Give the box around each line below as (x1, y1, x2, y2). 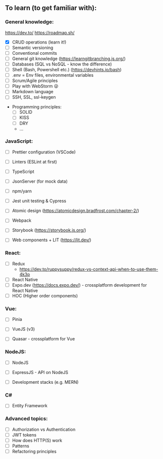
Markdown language (12, 89, 54, 95)
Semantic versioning (12, 44, 54, 50)
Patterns (12, 443, 29, 449)
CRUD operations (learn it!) (12, 39, 67, 45)
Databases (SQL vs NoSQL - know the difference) (12, 61, 112, 67)
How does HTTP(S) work (12, 437, 62, 443)
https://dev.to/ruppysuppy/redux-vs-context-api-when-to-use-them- (19, 266, 158, 272)
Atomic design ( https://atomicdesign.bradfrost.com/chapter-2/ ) (12, 208, 140, 214)
